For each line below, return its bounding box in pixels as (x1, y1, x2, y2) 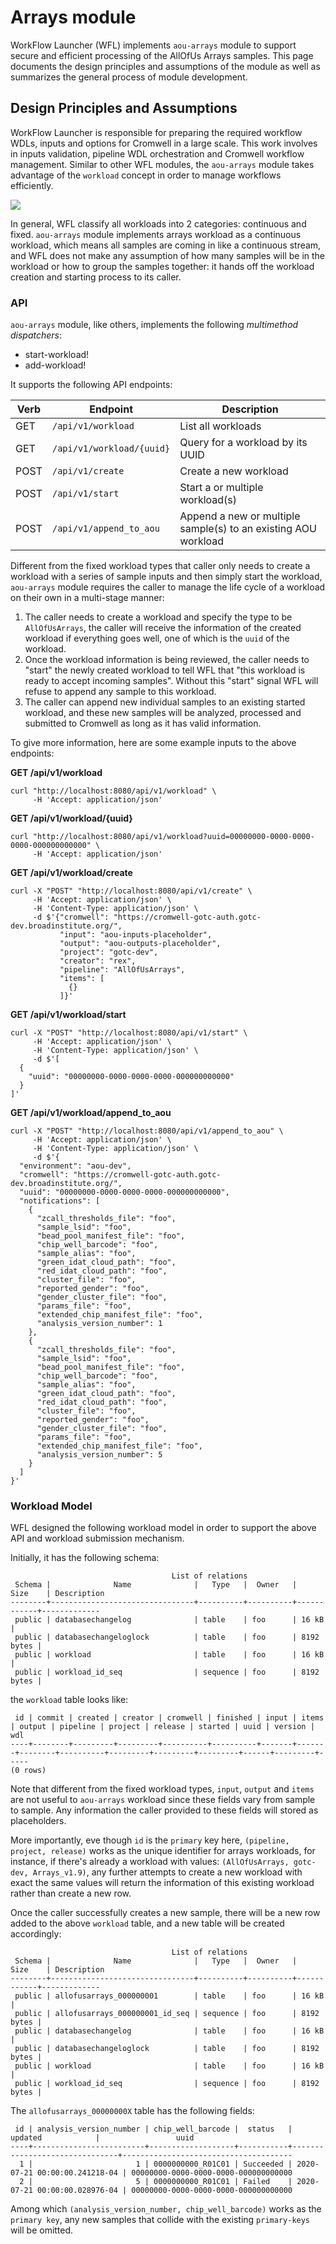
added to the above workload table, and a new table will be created (10, 1917, 285, 1930)
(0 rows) (10, 1766, 47, 1776)
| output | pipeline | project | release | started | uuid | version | (10, 1722, 315, 1732)
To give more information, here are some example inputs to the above (10, 737, 297, 749)
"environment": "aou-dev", (19, 1161, 132, 1171)
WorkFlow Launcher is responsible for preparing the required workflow (10, 126, 303, 138)
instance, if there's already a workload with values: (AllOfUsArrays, (10, 1856, 290, 1868)
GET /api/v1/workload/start (10, 1009, 127, 1021)
